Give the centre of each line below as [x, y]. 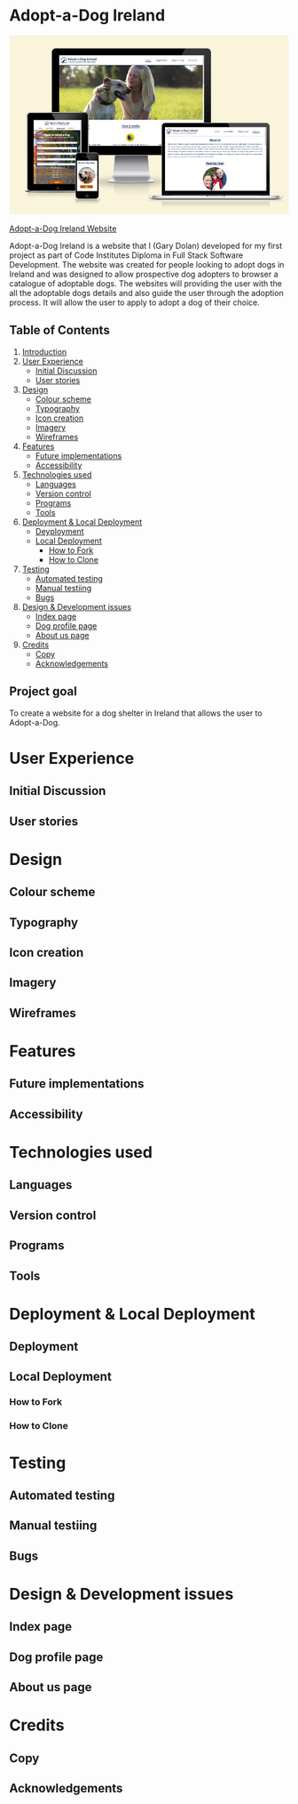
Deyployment [59, 531]
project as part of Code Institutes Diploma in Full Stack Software [126, 255]
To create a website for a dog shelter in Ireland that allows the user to [136, 713]
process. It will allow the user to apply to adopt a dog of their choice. [134, 302]
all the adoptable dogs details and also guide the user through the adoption [146, 293]
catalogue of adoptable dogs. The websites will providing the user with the [145, 284]
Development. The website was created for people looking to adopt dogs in [147, 265]
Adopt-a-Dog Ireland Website [63, 229]
